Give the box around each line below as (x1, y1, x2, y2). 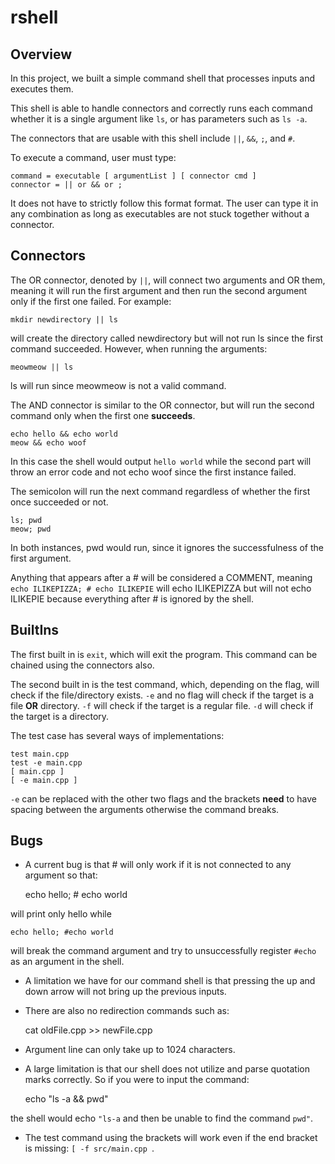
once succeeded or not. (10, 496, 109, 508)
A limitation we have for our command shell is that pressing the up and (24, 975, 316, 987)
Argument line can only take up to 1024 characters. (24, 1044, 236, 1056)
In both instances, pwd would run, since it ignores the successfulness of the (10, 541, 325, 553)
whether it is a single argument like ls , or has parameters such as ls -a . (10, 113, 308, 125)
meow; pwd (10, 524, 52, 534)
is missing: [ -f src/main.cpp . (24, 1142, 155, 1155)
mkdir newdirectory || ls (10, 314, 118, 325)
